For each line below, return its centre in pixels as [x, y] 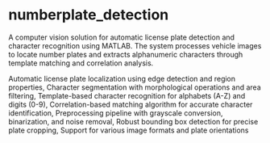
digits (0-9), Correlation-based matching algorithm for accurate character [131, 104]
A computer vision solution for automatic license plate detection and [122, 37]
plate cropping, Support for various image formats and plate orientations [129, 130]
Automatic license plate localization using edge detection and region [122, 78]
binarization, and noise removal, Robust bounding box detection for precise [133, 121]
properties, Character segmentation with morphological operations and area [135, 87]
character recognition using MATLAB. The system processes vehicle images [135, 45]
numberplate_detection [89, 15]
